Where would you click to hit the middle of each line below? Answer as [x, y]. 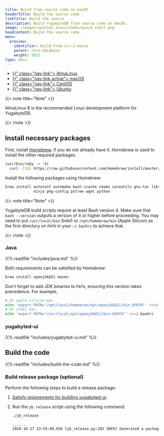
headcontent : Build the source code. [43, 32]
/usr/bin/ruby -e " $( [27, 164]
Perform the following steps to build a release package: [61, 388]
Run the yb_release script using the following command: [69, 407]
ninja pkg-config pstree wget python [72, 191]
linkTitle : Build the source [35, 19]
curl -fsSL [20, 168]
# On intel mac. [21, 309]
